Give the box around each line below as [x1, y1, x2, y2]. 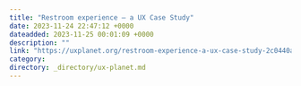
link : [9, 47, 30, 56]
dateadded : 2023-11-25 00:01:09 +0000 [9, 30, 154, 39]
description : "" [9, 38, 70, 47]
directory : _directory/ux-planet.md [9, 64, 146, 73]
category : [9, 55, 47, 64]
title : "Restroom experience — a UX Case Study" [9, 13, 194, 22]
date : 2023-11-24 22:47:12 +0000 [9, 21, 134, 30]
